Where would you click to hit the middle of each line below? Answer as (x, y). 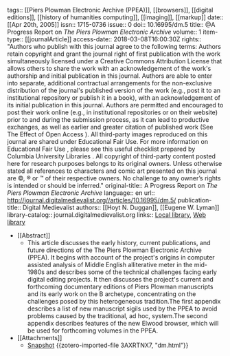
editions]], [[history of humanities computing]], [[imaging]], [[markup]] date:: (115, 17)
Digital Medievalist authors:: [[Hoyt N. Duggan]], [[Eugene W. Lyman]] (121, 207)
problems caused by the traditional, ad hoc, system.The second (117, 316)
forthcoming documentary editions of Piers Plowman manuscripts (120, 286)
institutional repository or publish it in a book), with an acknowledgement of (114, 98)
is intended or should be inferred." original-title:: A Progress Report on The (112, 186)
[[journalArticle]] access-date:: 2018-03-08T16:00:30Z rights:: (113, 39)
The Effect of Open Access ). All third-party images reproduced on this (107, 134)
